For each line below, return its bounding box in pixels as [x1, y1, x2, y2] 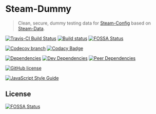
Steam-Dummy [5, 3, 72, 15]
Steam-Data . [17, 25, 45, 31]
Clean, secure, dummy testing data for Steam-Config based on [17, 20, 151, 26]
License [5, 90, 31, 99]
